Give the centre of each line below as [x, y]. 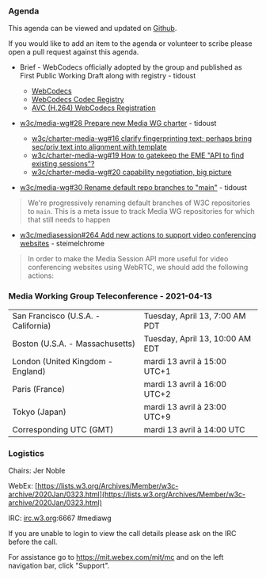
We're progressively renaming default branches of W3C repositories [139, 203]
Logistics [27, 453]
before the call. [33, 542]
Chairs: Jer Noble [37, 470]
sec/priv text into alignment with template [99, 147]
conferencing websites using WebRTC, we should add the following [138, 268]
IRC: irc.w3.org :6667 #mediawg [60, 518]
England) [29, 371]
